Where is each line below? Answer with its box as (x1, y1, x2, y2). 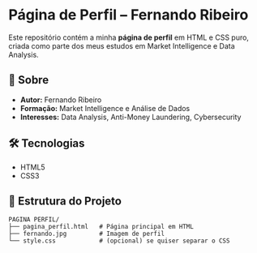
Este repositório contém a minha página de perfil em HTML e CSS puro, (8, 32, 250, 42)
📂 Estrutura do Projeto (8, 194, 122, 208)
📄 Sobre (8, 73, 49, 87)
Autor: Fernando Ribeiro (19, 95, 102, 105)
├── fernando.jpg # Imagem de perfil (8, 229, 165, 238)
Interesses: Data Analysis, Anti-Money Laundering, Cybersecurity (19, 112, 242, 122)
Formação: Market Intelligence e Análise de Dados (19, 103, 191, 113)
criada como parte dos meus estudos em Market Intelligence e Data (8, 41, 235, 50)
